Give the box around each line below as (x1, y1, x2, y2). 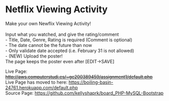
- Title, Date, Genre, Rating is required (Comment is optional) (5, 37, 132, 43)
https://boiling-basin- (68, 79, 114, 85)
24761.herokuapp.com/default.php (5, 84, 78, 90)
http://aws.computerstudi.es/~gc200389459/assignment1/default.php (5, 73, 153, 80)
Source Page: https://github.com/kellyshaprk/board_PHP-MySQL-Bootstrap (5, 90, 164, 96)
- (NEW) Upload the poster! (5, 53, 63, 59)
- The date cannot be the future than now (5, 42, 93, 48)
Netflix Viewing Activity (5, 4, 108, 15)
